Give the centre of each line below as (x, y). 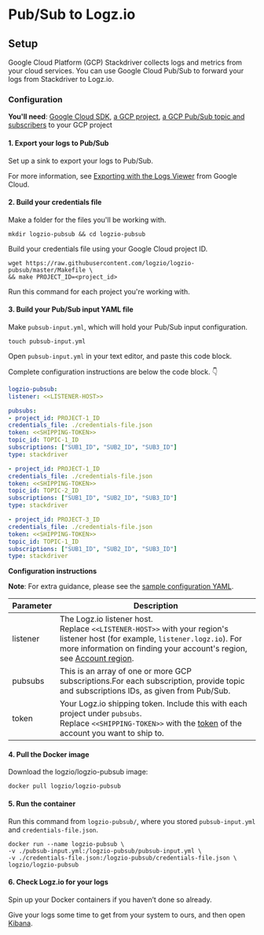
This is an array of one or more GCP (126, 671)
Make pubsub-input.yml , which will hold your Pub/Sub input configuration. (128, 327)
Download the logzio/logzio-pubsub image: (78, 772)
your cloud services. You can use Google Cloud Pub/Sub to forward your (126, 71)
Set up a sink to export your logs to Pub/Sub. (81, 161)
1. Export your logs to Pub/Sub (59, 142)
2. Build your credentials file (55, 202)
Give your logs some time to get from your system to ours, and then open (127, 915)
